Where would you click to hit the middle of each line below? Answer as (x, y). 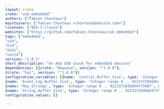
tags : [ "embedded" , (25, 37)
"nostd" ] (14, 54)
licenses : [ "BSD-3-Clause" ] (34, 28)
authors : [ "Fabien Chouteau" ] (36, 18)
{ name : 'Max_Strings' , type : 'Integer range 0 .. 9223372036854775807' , (81, 86)
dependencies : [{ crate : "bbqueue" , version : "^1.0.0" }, (63, 68)
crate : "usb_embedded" (28, 14)
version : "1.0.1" (23, 59)
